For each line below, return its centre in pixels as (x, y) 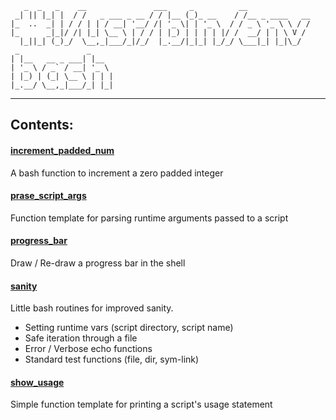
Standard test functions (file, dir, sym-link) (112, 359)
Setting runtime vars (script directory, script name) (129, 328)
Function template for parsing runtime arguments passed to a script (149, 218)
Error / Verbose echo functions (88, 349)
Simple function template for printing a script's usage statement (141, 404)
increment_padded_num (62, 150)
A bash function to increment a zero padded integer (117, 173)
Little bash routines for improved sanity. (92, 308)
